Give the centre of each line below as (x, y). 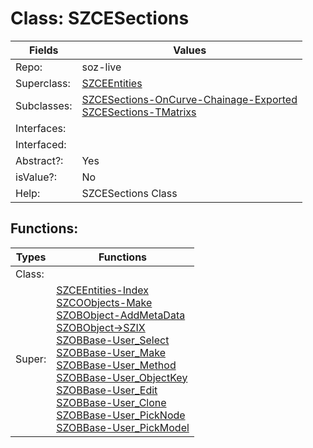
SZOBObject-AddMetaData (121, 315)
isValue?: (36, 177)
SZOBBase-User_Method (116, 365)
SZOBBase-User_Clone (111, 402)
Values (190, 50)
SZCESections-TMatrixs (139, 112)
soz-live (101, 67)
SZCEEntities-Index (102, 290)
